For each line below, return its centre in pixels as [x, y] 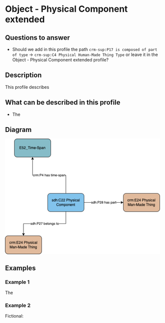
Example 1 [17, 282]
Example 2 [18, 305]
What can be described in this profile [63, 102]
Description [23, 75]
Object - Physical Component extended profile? [60, 60]
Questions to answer [38, 38]
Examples [20, 268]
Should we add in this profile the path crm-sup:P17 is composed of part [85, 49]
